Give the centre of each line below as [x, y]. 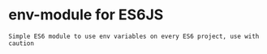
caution [22, 43]
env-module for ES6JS [86, 15]
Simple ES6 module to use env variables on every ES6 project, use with [134, 36]
